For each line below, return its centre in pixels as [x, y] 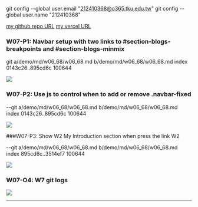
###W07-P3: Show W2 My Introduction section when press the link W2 [93, 136]
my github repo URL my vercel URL [49, 26]
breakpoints [24, 48]
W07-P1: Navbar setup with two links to [64, 41]
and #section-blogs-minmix [84, 48]
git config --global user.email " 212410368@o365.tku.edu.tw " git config [92, 9]
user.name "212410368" [52, 15]
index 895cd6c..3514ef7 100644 [46, 153]
